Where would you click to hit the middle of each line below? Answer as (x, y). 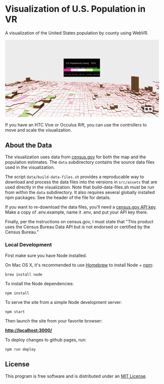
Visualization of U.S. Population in (75, 9)
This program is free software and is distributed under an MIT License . (76, 376)
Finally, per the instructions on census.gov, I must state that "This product (79, 222)
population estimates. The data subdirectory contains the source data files (80, 162)
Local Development (29, 245)
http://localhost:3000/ (29, 330)
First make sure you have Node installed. (46, 256)
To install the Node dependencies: (40, 283)
